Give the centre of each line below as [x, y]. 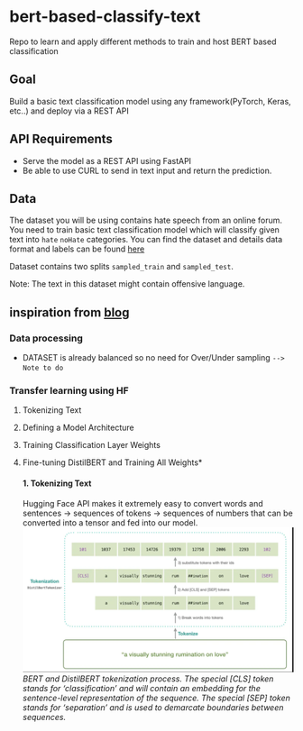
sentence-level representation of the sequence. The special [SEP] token [156, 698]
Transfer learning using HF [69, 390]
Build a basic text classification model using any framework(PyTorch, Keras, [150, 101]
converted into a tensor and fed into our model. [110, 522]
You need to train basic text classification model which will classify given [144, 230]
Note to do [43, 368]
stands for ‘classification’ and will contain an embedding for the [142, 688]
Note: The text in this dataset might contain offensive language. [127, 284]
